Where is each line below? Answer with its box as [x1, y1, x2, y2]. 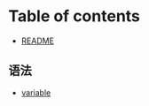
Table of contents [8, 6, 141, 26]
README [20, 35, 55, 46]
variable [20, 87, 51, 98]
